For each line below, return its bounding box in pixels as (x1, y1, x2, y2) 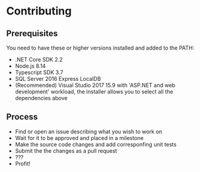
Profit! (15, 160, 31, 167)
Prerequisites (6, 28, 58, 39)
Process (6, 112, 38, 122)
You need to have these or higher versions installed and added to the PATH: (6, 44, 195, 51)
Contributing (6, 4, 72, 18)
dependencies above (15, 95, 68, 101)
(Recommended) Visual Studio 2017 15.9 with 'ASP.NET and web (15, 81, 176, 89)
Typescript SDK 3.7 (15, 69, 63, 76)
